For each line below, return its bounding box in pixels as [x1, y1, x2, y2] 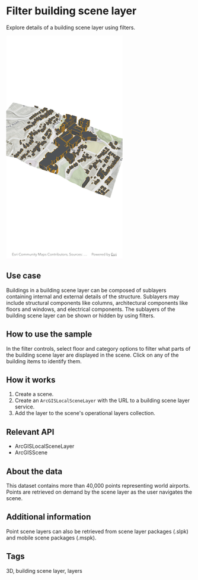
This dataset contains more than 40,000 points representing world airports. [6, 482, 190, 489]
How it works [6, 375, 56, 385]
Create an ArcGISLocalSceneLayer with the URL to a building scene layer [14, 397, 190, 404]
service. [14, 403, 35, 410]
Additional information [6, 512, 91, 522]
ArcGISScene [14, 449, 48, 456]
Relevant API [6, 427, 55, 437]
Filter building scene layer [6, 4, 137, 18]
